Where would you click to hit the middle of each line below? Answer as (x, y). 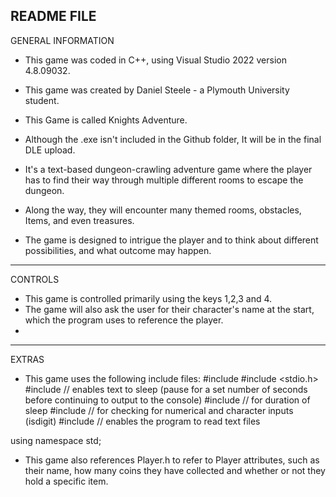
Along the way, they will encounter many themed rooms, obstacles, (163, 210)
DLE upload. (50, 150)
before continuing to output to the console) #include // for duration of (167, 400)
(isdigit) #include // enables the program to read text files (142, 421)
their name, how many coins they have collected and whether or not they (175, 470)
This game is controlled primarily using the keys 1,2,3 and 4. (148, 298)
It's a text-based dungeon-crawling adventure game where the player (168, 169)
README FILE (53, 16)
